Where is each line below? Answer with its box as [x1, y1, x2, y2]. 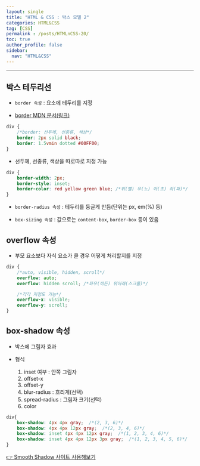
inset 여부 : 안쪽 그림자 [23, 368, 77, 375]
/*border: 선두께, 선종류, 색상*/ [17, 129, 92, 135]
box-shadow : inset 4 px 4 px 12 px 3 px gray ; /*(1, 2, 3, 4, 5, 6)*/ [17, 436, 188, 442]
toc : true [6, 36, 31, 42]
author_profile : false [6, 42, 62, 48]
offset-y [23, 381, 43, 388]
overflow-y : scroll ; [17, 303, 68, 308]
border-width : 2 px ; [17, 175, 65, 181]
